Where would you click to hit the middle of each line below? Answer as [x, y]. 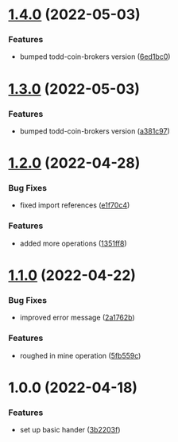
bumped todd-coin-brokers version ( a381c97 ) [95, 131]
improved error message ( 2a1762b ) [77, 318]
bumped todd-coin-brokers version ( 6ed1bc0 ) [95, 56]
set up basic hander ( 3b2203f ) [70, 430]
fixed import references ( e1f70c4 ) [75, 205]
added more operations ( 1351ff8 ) [73, 243]
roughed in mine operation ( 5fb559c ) [80, 355]
